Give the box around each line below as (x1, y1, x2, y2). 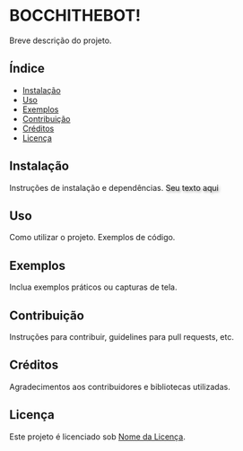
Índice (9, 61, 45, 76)
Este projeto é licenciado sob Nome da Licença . (9, 431, 186, 442)
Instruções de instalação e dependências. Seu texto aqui (9, 182, 220, 193)
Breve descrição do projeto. (9, 35, 112, 46)
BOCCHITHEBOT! (9, 5, 142, 26)
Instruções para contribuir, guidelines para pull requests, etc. (9, 332, 235, 342)
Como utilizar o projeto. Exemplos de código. (9, 232, 176, 243)
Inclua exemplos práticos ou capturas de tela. (9, 282, 178, 292)
